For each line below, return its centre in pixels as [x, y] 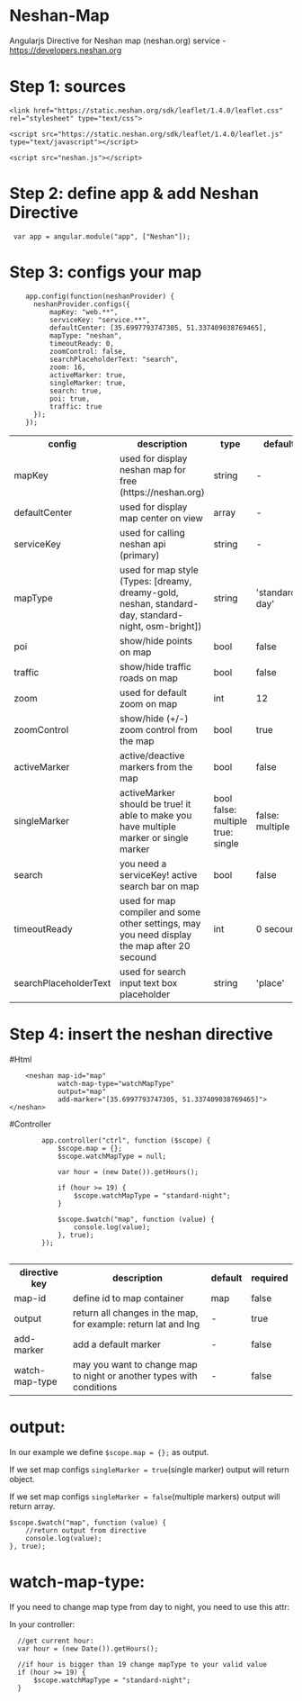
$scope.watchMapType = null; [112, 1156]
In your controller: [42, 1624]
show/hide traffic [155, 666]
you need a [143, 864]
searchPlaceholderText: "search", [114, 359]
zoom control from [159, 729]
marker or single [154, 837]
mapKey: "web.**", [84, 312]
